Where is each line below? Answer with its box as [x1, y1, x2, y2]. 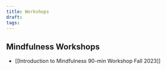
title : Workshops [6, 8, 50, 15]
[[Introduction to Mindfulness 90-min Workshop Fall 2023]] [14, 58, 161, 65]
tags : [6, 20, 20, 26]
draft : [6, 14, 23, 20]
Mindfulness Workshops [6, 42, 100, 52]
